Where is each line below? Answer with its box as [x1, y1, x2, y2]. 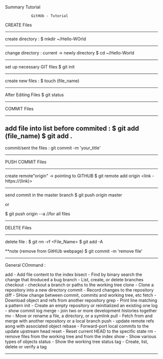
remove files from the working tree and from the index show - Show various [5, 333, 157, 339]
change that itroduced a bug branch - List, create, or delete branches [5, 276, 144, 282]
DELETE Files [5, 224, 32, 230]
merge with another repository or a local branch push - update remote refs [5, 318, 154, 324]
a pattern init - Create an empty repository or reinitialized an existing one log [5, 302, 158, 308]
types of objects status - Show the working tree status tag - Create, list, [5, 339, 148, 344]
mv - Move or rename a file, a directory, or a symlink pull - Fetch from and [5, 313, 153, 319]
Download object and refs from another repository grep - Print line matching [5, 297, 158, 303]
